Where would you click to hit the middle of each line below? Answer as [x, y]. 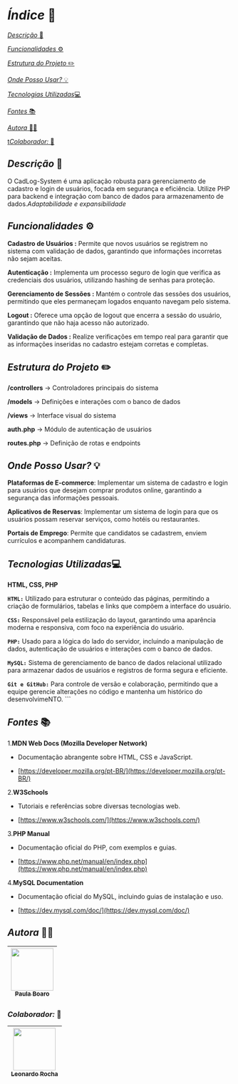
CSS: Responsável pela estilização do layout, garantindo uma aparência [112, 620]
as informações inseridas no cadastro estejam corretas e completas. [108, 344]
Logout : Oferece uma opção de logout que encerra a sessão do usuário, [115, 315]
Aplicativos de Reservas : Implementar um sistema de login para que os [113, 512]
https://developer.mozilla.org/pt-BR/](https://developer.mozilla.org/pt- [123, 770]
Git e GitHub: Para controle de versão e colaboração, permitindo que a [113, 684]
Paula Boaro [32, 994]
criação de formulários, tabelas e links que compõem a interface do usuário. [119, 606]
